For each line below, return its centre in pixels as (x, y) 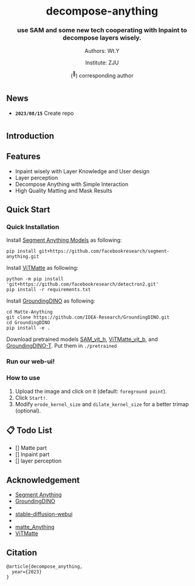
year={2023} (27, 572)
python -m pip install (35, 279)
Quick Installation (33, 227)
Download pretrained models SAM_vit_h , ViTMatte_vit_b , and (82, 339)
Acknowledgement (43, 480)
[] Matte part (31, 448)
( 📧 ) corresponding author (102, 75)
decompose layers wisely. (102, 38)
